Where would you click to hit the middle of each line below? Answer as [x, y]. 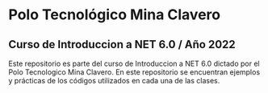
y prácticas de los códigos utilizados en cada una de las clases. [114, 81]
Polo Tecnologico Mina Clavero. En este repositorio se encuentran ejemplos [134, 72]
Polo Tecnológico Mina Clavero [114, 15]
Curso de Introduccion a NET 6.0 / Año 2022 [122, 44]
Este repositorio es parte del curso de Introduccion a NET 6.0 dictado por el [134, 63]
